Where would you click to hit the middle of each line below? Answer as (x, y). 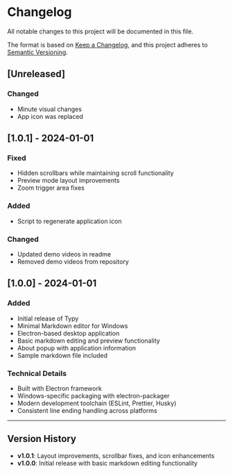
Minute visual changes (49, 109)
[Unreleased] (36, 74)
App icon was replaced (50, 116)
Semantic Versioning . (37, 52)
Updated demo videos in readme (64, 254)
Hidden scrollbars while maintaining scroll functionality (95, 173)
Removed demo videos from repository (73, 261)
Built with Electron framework (59, 388)
